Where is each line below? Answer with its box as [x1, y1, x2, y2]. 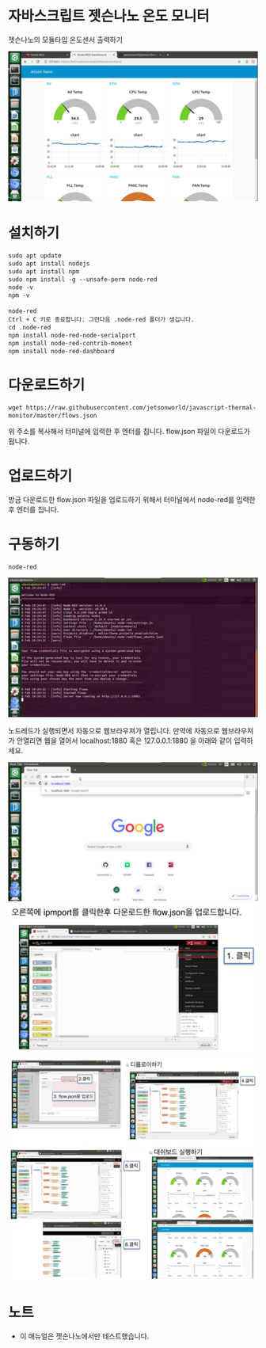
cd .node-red [8, 324, 51, 332]
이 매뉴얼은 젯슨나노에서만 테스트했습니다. [19, 1331, 150, 1341]
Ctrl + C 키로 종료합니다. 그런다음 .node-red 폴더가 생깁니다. [8, 316, 195, 324]
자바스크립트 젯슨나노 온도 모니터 [8, 7, 210, 25]
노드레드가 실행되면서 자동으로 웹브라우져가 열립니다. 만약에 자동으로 [8, 726, 220, 736]
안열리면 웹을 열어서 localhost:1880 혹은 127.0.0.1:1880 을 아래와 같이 [16, 736, 233, 745]
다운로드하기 [8, 376, 85, 394]
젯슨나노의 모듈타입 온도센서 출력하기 [8, 35, 123, 44]
